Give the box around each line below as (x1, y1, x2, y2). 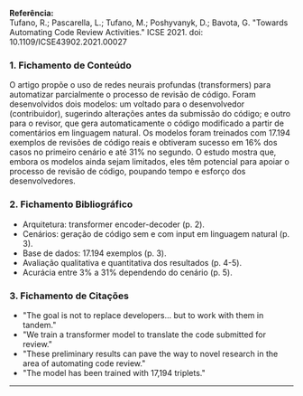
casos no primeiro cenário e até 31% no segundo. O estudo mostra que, (9, 146, 277, 157)
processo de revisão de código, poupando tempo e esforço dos (9, 166, 246, 177)
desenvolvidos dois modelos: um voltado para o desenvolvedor (9, 99, 245, 109)
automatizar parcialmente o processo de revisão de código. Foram (9, 90, 256, 100)
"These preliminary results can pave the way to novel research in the (22, 348, 279, 359)
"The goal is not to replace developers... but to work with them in (22, 309, 264, 320)
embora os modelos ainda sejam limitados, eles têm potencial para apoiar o (9, 156, 290, 167)
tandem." (22, 319, 57, 330)
